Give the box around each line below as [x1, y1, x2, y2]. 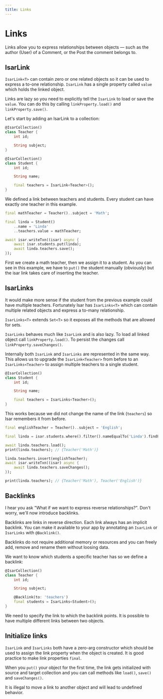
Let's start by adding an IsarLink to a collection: [5, 116, 100, 122]
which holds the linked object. [5, 87, 65, 92]
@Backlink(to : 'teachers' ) [14, 595, 68, 600]
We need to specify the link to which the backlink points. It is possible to [5, 612, 149, 618]
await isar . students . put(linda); [14, 242, 81, 247]
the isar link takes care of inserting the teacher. [5, 270, 99, 276]
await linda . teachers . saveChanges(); [14, 465, 90, 470]
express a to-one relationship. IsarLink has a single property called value [5, 81, 152, 87]
